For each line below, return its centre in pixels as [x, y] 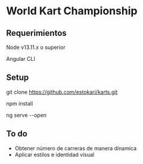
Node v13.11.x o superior [36, 47]
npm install [20, 103]
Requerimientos [36, 33]
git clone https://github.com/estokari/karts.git [62, 92]
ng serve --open [26, 115]
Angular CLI [21, 59]
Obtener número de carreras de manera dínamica [76, 148]
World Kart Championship [72, 11]
